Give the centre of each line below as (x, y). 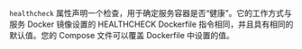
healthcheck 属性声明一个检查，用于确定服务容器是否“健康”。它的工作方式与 (151, 13)
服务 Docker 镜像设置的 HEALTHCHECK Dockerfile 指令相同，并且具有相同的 (151, 24)
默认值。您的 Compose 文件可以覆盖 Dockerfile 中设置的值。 (122, 35)
